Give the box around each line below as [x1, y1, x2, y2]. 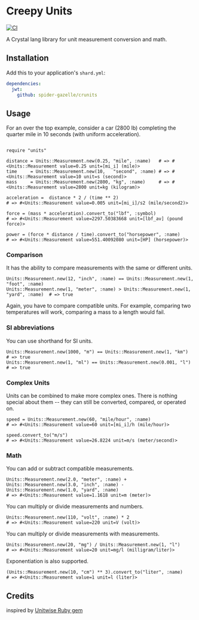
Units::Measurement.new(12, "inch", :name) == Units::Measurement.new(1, [6, 276, 194, 282]
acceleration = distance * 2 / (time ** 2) [6, 195, 119, 201]
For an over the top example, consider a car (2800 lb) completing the [6, 124, 176, 131]
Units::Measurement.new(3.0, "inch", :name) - [6, 482, 124, 488]
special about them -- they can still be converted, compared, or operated [6, 399, 186, 406]
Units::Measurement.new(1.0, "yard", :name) [6, 487, 119, 493]
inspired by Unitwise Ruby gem [6, 607, 83, 614]
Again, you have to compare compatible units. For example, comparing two [6, 302, 191, 310]
